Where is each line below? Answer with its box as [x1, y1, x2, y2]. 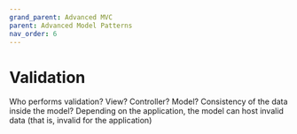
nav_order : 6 [9, 29, 58, 38]
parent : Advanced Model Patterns [9, 21, 133, 30]
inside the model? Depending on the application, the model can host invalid [9, 106, 284, 116]
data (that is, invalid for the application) [9, 115, 152, 126]
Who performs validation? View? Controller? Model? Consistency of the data [9, 96, 288, 107]
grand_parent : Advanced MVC [9, 12, 113, 22]
